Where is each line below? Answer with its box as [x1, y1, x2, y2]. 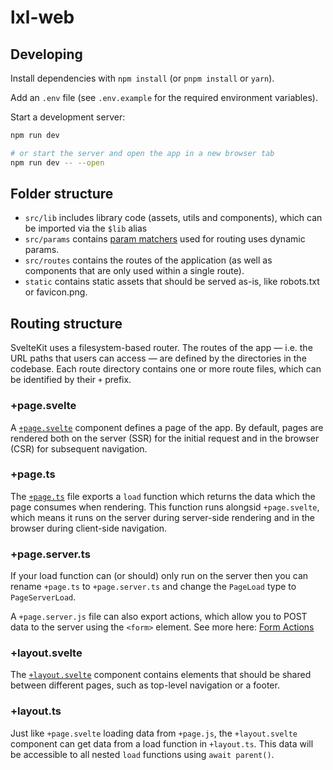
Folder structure [10, 186, 114, 203]
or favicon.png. [24, 286, 88, 298]
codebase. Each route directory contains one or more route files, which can [10, 363, 322, 375]
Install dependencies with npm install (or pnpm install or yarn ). [10, 72, 275, 84]
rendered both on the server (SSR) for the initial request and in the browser [10, 432, 320, 444]
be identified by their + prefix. [10, 374, 132, 386]
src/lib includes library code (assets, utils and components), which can [24, 212, 323, 224]
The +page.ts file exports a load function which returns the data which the [10, 490, 316, 502]
